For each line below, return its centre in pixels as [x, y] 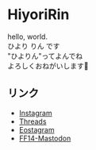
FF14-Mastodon [45, 138]
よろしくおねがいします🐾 [48, 66]
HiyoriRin [38, 15]
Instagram [35, 113]
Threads [33, 121]
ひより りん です [34, 46]
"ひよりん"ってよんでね [45, 56]
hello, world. [28, 37]
